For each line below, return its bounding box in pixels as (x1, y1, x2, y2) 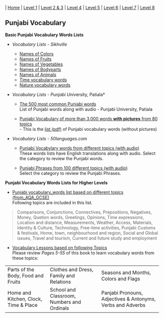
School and (49, 286, 76, 293)
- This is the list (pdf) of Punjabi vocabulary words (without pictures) (19, 126, 157, 132)
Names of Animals (19, 72, 57, 77)
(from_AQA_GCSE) (12, 194, 50, 200)
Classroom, (49, 292, 76, 299)
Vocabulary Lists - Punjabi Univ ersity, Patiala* (12, 91, 105, 98)
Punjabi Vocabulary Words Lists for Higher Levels (5, 179, 108, 186)
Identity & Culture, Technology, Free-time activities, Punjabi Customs (17, 224, 156, 230)
